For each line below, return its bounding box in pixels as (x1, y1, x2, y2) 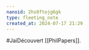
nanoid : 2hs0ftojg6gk (6, 9, 62, 15)
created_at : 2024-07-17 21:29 (6, 20, 84, 26)
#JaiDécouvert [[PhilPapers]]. (6, 37, 81, 45)
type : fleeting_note (6, 15, 59, 21)
